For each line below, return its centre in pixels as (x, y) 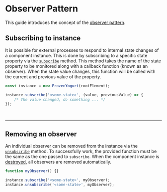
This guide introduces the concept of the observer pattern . (65, 22)
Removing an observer (41, 134)
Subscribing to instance (43, 38)
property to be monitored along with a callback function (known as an (77, 66)
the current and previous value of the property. (53, 77)
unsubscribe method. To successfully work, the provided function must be (81, 151)
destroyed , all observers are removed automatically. (58, 162)
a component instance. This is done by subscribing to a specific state (76, 55)
